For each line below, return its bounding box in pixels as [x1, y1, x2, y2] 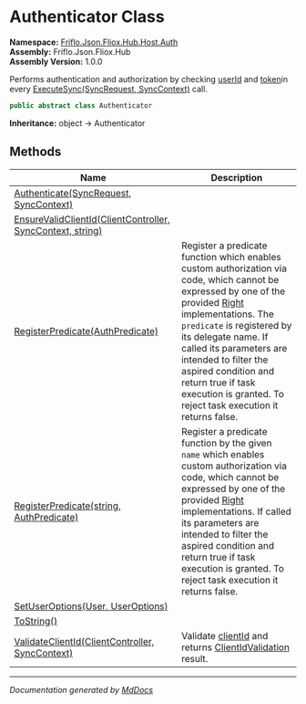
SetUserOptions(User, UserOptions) [14, 600, 168, 613]
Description [210, 171, 263, 184]
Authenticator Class [9, 6, 166, 27]
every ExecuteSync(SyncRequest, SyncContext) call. [9, 83, 208, 94]
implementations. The [180, 308, 275, 320]
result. [180, 652, 209, 665]
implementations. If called [180, 505, 291, 518]
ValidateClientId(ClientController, [14, 635, 155, 647]
